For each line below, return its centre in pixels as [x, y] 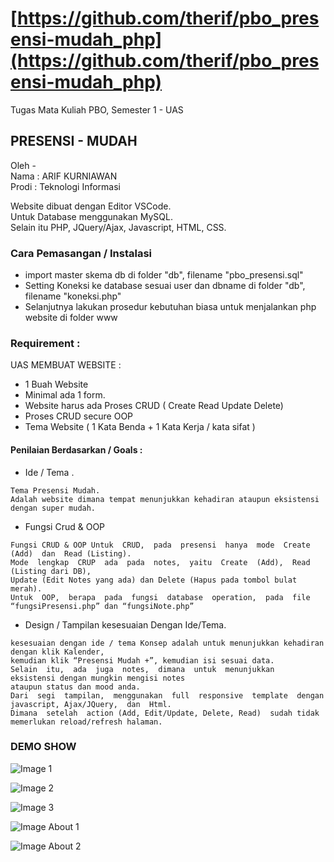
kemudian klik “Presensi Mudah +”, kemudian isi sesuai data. [142, 660]
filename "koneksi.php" [73, 296]
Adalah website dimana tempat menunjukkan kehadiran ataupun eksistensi [165, 499]
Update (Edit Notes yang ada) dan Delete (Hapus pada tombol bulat [154, 580]
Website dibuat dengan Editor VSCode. [91, 206]
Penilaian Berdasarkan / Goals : [76, 449]
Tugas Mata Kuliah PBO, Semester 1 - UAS [97, 109]
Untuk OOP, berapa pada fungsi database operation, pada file [160, 597]
